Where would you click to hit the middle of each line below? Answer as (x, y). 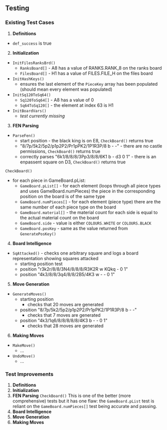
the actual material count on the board (59, 218)
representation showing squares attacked (55, 258)
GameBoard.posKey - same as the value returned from (74, 228)
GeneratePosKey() (38, 234)
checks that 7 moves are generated (64, 315)
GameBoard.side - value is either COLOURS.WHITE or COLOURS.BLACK (86, 223)
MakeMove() (24, 345)
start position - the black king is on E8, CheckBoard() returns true (87, 140)
